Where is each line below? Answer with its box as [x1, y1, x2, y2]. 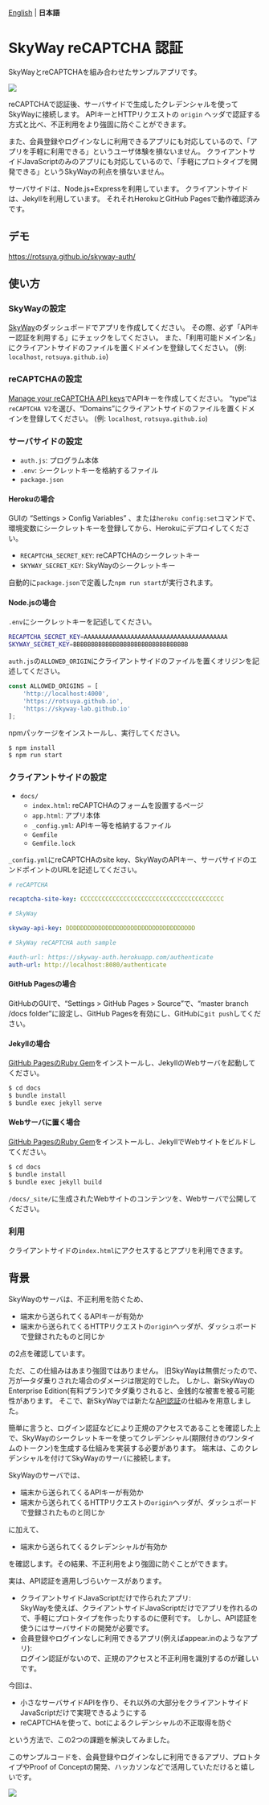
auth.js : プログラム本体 [19, 455, 99, 465]
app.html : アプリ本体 [31, 810, 100, 820]
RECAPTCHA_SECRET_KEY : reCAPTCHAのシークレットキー [19, 550, 201, 560]
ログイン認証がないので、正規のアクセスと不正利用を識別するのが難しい [19, 1653, 259, 1663]
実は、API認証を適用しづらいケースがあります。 [8, 1576, 166, 1585]
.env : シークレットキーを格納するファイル [19, 466, 159, 476]
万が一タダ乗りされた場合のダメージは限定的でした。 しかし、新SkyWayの [8, 1375, 255, 1385]
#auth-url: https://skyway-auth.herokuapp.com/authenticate [8, 953, 214, 961]
